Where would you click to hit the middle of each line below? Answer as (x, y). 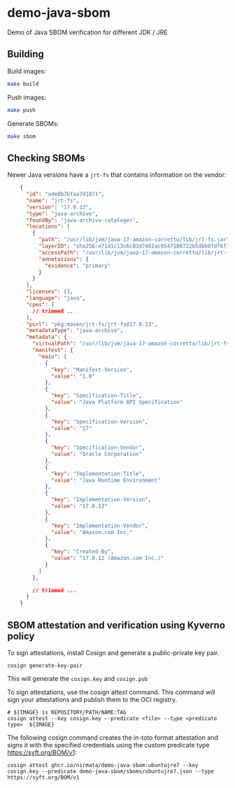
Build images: (27, 71)
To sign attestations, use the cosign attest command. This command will (111, 692)
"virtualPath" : (55, 344)
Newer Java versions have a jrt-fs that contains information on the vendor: (117, 175)
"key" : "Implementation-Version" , (101, 500)
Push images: (27, 97)
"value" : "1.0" (73, 376)
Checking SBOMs (46, 158)
